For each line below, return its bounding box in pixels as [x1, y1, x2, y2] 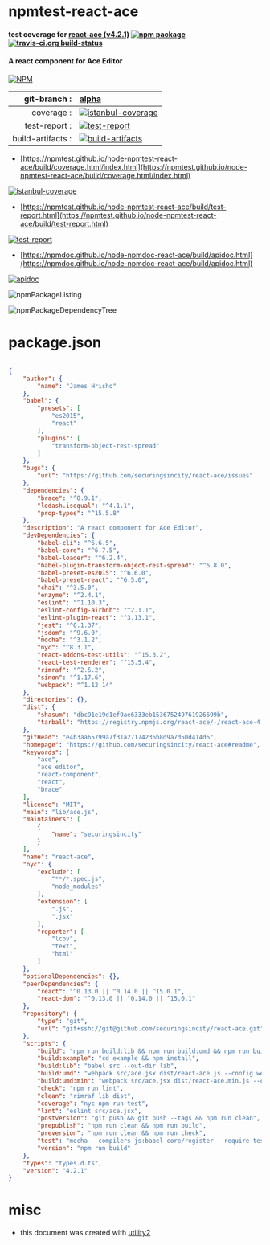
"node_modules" [51, 883, 103, 891]
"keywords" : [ [22, 748, 70, 756]
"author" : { [22, 375, 63, 383]
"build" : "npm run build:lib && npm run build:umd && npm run [37, 1047, 250, 1055]
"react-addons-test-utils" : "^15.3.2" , [37, 651, 171, 659]
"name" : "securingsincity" [51, 830, 142, 838]
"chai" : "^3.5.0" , [37, 584, 99, 592]
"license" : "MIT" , [22, 801, 84, 809]
